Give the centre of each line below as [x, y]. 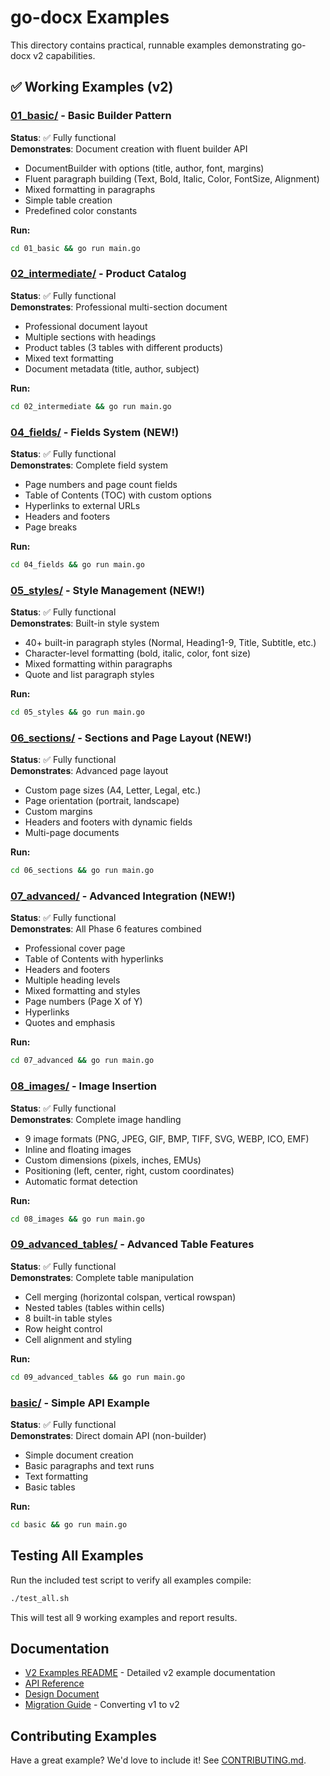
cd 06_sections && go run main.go [82, 871]
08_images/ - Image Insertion [83, 1086]
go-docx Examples [90, 17]
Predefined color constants [81, 210]
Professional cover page [75, 948]
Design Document [62, 1694]
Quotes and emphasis [70, 1023]
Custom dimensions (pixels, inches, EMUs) [113, 1160]
